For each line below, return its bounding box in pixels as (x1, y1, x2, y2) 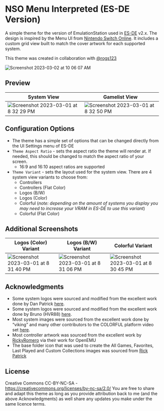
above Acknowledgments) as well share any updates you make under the (5, 396, 152, 402)
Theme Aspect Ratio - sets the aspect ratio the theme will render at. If (12, 148, 151, 154)
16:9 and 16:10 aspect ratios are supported (19, 163, 105, 170)
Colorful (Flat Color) (19, 210, 60, 216)
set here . (12, 327, 30, 333)
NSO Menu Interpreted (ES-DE (5, 3, 130, 15)
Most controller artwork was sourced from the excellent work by (12, 332, 142, 338)
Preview (5, 79, 31, 87)
